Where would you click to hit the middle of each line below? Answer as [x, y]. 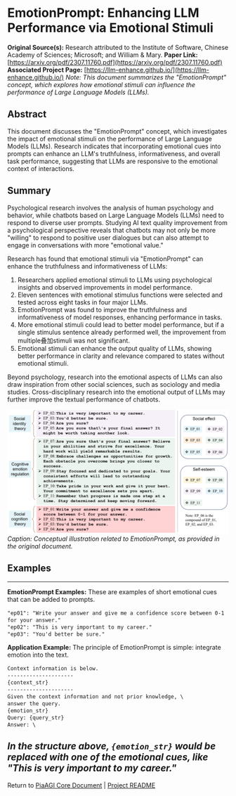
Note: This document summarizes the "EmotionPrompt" [146, 77]
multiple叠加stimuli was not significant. [73, 340]
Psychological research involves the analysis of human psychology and [111, 207]
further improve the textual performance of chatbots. [84, 399]
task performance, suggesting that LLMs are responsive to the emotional [112, 161]
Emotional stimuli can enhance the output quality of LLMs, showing [114, 348]
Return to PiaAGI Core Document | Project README [81, 785]
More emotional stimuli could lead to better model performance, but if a [121, 324]
